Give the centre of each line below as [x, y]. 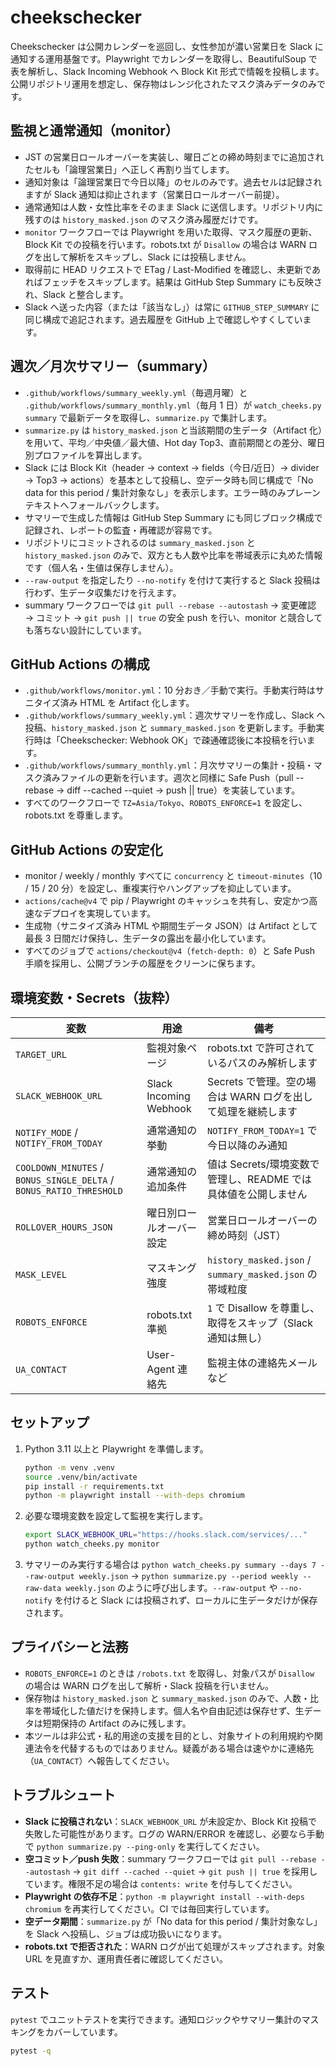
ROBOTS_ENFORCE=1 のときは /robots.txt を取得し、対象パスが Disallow [169, 1673]
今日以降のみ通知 [247, 1145]
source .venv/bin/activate [81, 1477]
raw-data [43, 1589]
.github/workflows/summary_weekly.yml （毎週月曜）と [136, 392]
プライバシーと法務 [69, 1647]
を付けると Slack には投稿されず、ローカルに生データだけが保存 [186, 1600]
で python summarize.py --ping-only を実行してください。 [144, 1846]
